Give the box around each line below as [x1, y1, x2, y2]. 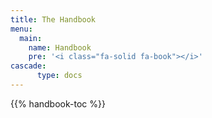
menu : [10, 24, 33, 34]
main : [19, 33, 43, 43]
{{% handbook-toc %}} [10, 97, 106, 110]
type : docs [36, 71, 83, 81]
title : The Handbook [10, 14, 97, 25]
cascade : [10, 61, 47, 71]
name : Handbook [28, 42, 92, 53]
